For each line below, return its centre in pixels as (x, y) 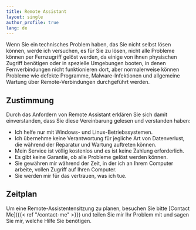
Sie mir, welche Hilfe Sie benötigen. (49, 221)
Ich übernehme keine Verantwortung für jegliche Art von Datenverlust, (99, 138)
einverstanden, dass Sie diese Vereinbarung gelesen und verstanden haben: (98, 121)
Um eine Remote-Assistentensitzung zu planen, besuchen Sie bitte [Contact (98, 208)
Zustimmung (30, 100)
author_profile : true (33, 22)
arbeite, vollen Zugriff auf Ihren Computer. (65, 170)
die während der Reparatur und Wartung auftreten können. (85, 145)
